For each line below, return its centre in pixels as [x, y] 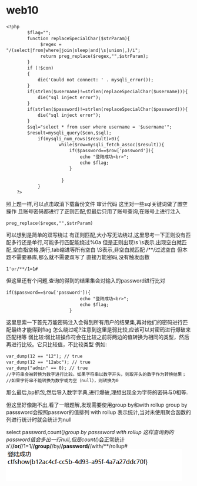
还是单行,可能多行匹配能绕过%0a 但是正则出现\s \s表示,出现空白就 [102, 242]
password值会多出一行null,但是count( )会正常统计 [66, 439]
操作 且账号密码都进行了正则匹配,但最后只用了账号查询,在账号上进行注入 [94, 211]
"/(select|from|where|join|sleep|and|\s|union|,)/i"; [74, 50]
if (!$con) [41, 68]
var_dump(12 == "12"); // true [44, 356]
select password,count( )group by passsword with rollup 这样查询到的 [90, 432]
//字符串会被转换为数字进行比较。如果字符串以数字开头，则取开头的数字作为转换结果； [96, 374]
